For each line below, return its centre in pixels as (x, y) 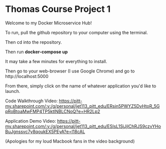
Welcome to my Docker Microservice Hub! (48, 23)
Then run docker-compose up (37, 52)
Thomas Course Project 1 (58, 9)
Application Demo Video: (31, 121)
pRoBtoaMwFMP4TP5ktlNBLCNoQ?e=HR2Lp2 (53, 111)
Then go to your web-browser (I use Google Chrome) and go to (70, 71)
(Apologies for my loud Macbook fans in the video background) (70, 141)
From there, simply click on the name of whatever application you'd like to (81, 86)
